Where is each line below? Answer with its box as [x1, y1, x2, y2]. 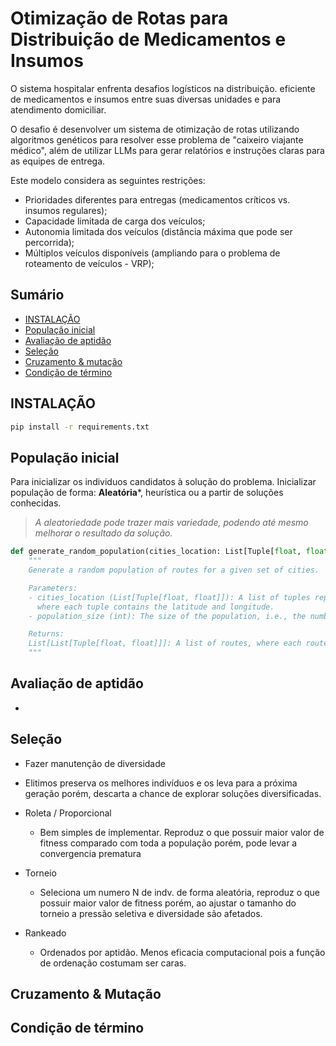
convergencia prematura [39, 847, 142, 859]
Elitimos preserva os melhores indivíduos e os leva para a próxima [24, 777, 298, 789]
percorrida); [24, 236, 75, 248]
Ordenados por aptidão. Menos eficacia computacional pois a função [39, 946, 326, 958]
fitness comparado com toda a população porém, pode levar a [39, 837, 298, 849]
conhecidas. [10, 497, 62, 509]
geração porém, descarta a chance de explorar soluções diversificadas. [24, 787, 322, 799]
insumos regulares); [24, 204, 108, 216]
